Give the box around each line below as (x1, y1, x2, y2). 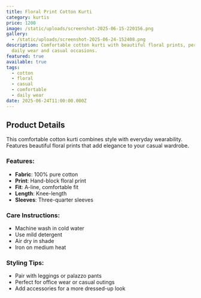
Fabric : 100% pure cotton (14, 171, 78, 178)
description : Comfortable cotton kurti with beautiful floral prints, (6, 42, 186, 48)
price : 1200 (6, 20, 36, 26)
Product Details (6, 120, 65, 130)
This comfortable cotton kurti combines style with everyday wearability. (6, 136, 183, 143)
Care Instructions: (6, 211, 60, 219)
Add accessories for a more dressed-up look (14, 285, 126, 292)
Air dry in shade (14, 238, 54, 245)
